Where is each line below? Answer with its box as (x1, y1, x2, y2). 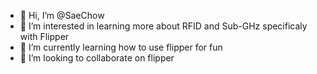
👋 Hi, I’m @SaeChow (19, 10, 105, 21)
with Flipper (19, 31, 70, 42)
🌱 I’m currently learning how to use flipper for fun (19, 41, 223, 53)
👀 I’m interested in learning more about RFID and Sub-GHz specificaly (19, 20, 308, 32)
